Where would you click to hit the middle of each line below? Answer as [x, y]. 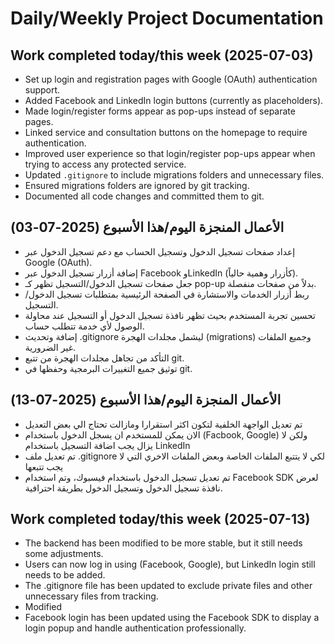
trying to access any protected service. [105, 164]
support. [42, 90]
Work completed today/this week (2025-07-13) [160, 519]
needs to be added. [65, 575]
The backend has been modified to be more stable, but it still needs [163, 543]
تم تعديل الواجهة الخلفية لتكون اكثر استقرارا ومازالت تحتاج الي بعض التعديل [163, 424]
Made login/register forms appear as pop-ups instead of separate [160, 111]
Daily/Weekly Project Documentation [167, 18]
